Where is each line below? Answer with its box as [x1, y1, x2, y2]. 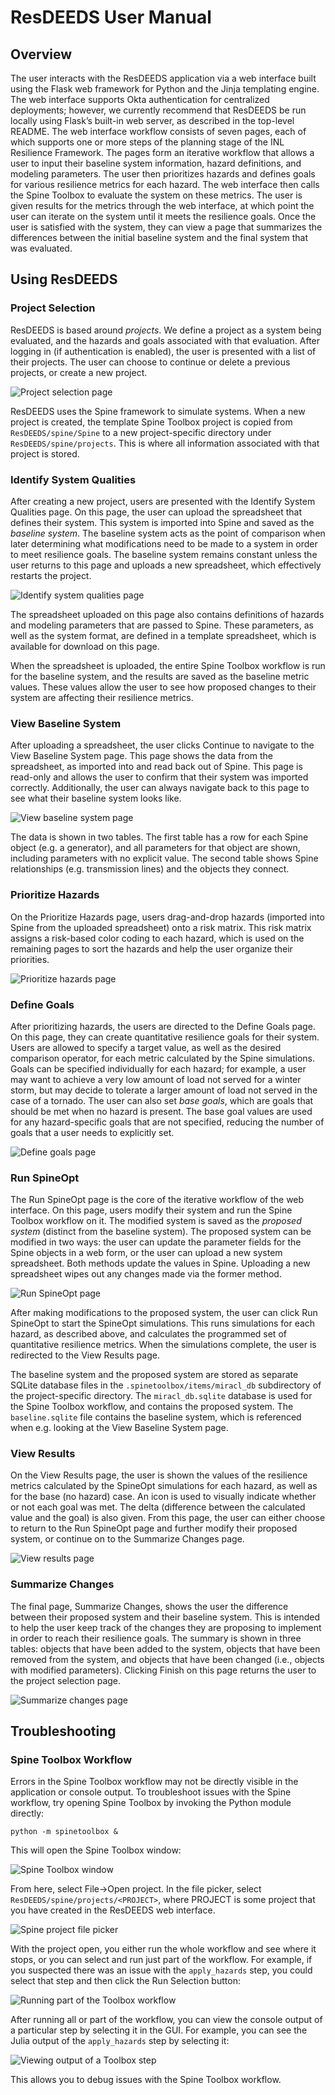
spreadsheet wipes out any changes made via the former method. [10, 1268, 282, 1280]
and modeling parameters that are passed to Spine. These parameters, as [10, 619, 314, 631]
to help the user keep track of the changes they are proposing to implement [10, 1621, 322, 1633]
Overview [10, 46, 73, 63]
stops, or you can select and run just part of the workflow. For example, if [10, 1954, 313, 1966]
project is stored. [10, 447, 80, 460]
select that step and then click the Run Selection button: [10, 1975, 241, 1987]
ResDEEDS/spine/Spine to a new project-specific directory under [10, 426, 272, 438]
